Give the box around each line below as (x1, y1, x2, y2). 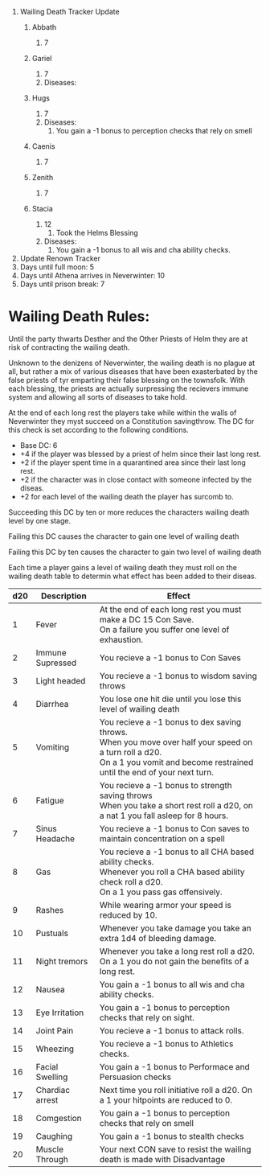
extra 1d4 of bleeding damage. (99, 932, 217, 943)
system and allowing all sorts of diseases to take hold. (8, 392, 187, 401)
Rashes (35, 904, 64, 915)
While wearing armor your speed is (99, 899, 231, 910)
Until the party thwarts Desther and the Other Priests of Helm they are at (8, 334, 248, 343)
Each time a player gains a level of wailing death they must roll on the (8, 562, 237, 572)
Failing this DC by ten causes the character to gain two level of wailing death (8, 547, 262, 557)
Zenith (31, 173, 54, 182)
